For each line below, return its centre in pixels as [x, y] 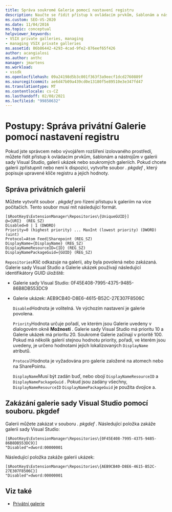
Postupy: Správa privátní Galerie [76, 126]
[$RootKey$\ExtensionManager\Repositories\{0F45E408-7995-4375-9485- [81, 439]
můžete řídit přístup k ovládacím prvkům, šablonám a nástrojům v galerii [81, 157]
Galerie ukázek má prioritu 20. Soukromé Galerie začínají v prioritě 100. [88, 335]
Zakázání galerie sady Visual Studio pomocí [77, 403]
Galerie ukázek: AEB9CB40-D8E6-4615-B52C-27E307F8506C [79, 298]
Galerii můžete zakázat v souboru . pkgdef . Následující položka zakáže [81, 424]
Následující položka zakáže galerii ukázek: [50, 457]
